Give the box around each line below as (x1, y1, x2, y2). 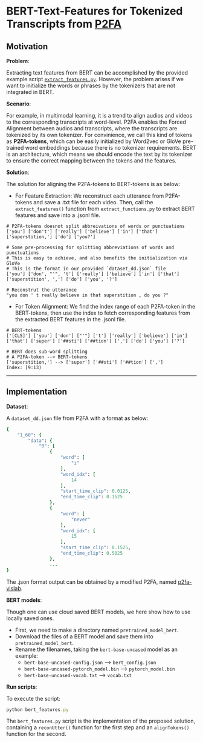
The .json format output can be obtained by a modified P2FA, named (6, 578, 177, 586)
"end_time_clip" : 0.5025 (60, 550, 123, 556)
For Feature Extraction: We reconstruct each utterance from (14, 192, 164, 199)
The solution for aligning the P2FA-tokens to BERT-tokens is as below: (6, 181, 180, 187)
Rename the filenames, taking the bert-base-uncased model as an (14, 646, 178, 653)
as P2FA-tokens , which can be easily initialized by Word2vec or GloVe (6, 138, 181, 145)
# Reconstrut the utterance (6, 287, 77, 293)
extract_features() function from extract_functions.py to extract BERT (14, 205, 195, 212)
